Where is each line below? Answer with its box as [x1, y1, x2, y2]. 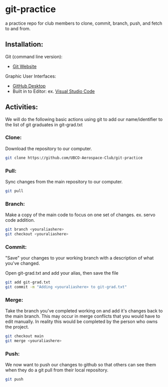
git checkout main [5, 334, 44, 339]
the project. [5, 324, 29, 330]
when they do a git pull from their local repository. [5, 367, 109, 373]
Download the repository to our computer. [5, 145, 92, 152]
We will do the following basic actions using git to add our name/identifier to [5, 116, 163, 122]
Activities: [5, 103, 38, 111]
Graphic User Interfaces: [5, 73, 56, 79]
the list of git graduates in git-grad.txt [5, 121, 83, 127]
